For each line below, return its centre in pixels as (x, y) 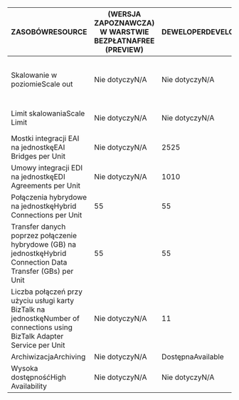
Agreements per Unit (46, 186)
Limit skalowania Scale (48, 113)
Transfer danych (38, 226)
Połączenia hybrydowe (49, 197)
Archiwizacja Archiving (48, 357)
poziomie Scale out (42, 84)
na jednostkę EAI (38, 147)
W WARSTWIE (124, 32)
